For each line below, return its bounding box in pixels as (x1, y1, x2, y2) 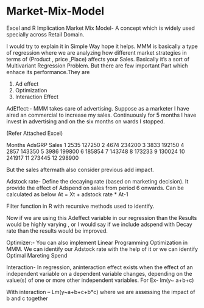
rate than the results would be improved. (6, 227, 108, 234)
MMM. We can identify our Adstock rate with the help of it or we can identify (6, 245, 199, 253)
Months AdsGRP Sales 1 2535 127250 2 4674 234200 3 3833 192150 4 (6, 141, 185, 148)
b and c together (6, 295, 48, 302)
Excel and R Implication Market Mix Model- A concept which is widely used (6, 24, 195, 32)
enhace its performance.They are (6, 68, 90, 75)
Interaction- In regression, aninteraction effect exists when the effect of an (6, 263, 193, 271)
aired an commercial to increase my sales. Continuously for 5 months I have (6, 111, 197, 118)
